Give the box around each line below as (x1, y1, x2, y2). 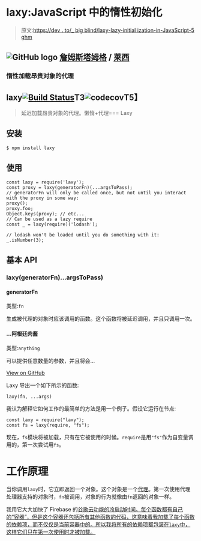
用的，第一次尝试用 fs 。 (6, 441, 65, 448)
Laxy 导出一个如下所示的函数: (6, 382, 79, 389)
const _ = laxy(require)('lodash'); (6, 221, 98, 227)
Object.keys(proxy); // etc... (6, 211, 85, 217)
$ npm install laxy (6, 145, 55, 151)
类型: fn (6, 302, 24, 310)
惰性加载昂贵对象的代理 (6, 72, 74, 80)
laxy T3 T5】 (6, 92, 142, 102)
